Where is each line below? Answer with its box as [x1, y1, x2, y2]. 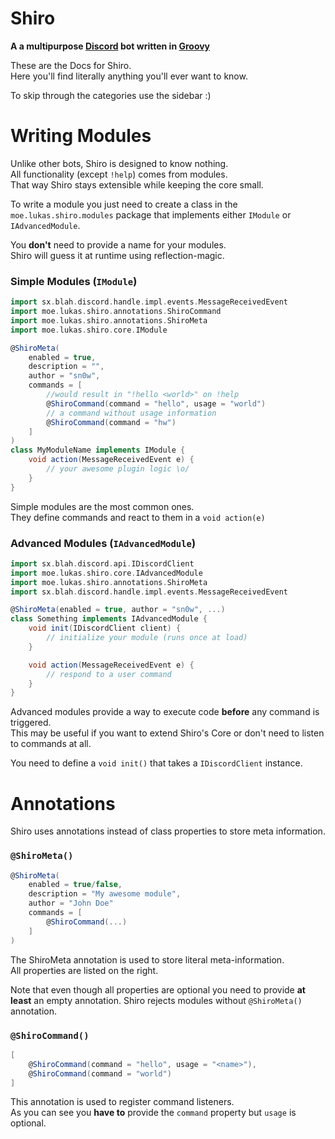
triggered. [10, 717, 52, 729]
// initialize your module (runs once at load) [46, 633, 248, 643]
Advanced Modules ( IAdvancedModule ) [10, 536, 197, 550]
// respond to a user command [46, 669, 172, 679]
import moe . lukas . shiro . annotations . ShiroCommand [10, 307, 222, 317]
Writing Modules [10, 125, 152, 147]
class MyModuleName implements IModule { [10, 445, 186, 456]
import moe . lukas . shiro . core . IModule [10, 325, 168, 335]
